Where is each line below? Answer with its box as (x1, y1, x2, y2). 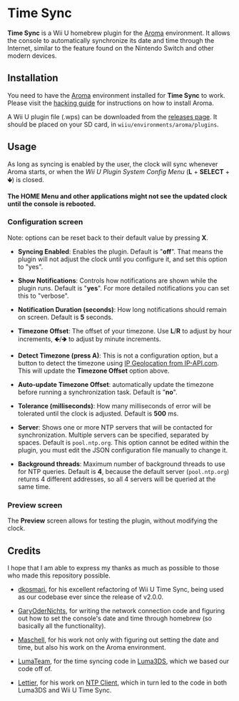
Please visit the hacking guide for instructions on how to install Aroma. (7, 99, 214, 107)
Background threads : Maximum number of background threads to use (17, 459, 226, 468)
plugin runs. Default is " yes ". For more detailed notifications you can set (17, 283, 230, 292)
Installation (7, 72, 59, 84)
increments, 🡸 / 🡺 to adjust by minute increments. (17, 334, 161, 343)
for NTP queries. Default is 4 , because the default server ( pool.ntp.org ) (17, 467, 230, 475)
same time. (17, 482, 51, 490)
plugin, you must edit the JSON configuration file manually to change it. (17, 445, 228, 454)
